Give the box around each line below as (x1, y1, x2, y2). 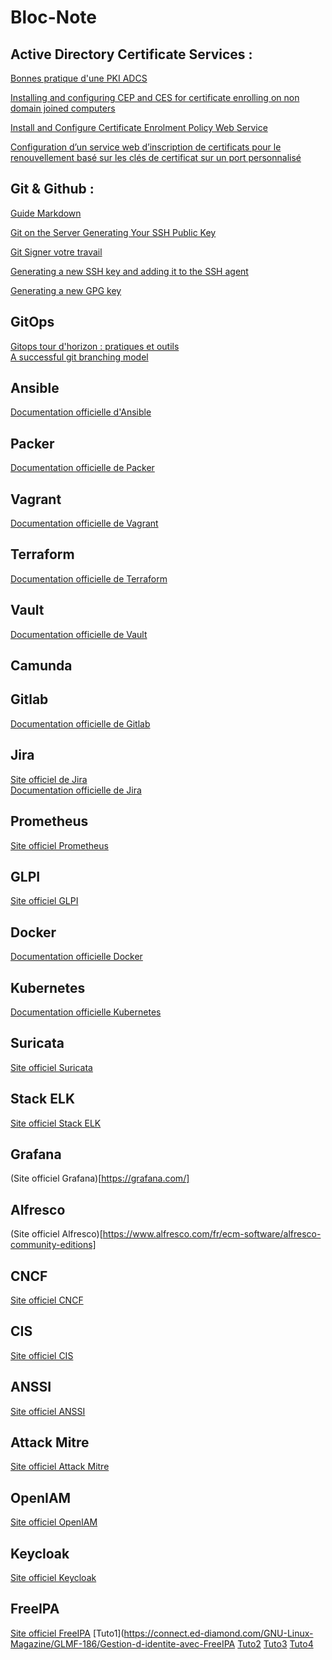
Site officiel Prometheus (10, 839, 109, 851)
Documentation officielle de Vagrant (10, 517, 159, 530)
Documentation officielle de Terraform (10, 572, 168, 585)
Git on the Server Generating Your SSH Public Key (10, 226, 217, 238)
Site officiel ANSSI (10, 1405, 86, 1417)
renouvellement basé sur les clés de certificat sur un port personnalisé (10, 152, 302, 163)
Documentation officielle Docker (10, 951, 143, 963)
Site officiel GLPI (10, 895, 79, 907)
